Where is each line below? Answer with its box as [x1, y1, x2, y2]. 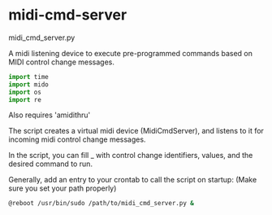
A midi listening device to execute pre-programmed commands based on [8, 48, 253, 58]
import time [8, 72, 49, 81]
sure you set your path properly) [8, 183, 117, 193]
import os [8, 88, 42, 96]
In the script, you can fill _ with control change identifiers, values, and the [8, 151, 253, 160]
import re [8, 95, 42, 103]
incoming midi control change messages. [8, 134, 146, 144]
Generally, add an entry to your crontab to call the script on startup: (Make [8, 175, 257, 185]
